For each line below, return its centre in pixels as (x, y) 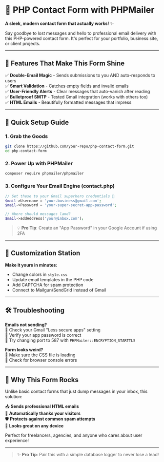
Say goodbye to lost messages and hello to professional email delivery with (81, 33)
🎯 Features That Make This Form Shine (65, 64)
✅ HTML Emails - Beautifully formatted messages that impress (68, 102)
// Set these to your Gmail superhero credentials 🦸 (60, 196)
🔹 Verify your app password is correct (43, 335)
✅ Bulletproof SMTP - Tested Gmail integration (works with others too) (76, 96)
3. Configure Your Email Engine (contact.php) (60, 186)
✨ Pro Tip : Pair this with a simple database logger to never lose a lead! (88, 455)
